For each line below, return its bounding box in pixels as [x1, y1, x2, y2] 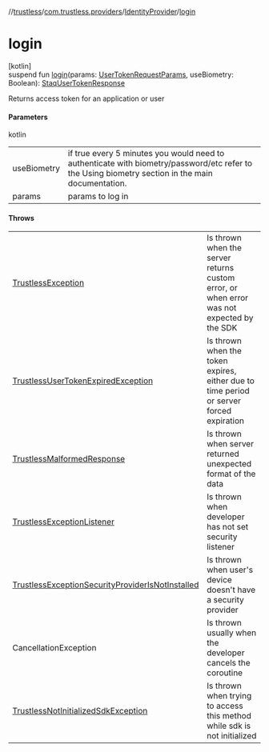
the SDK [207, 322, 238, 334]
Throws [8, 213, 34, 222]
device [207, 574, 232, 586]
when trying [207, 690, 252, 702]
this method [207, 710, 252, 722]
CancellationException [12, 642, 97, 654]
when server [207, 438, 255, 450]
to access [207, 700, 243, 711]
